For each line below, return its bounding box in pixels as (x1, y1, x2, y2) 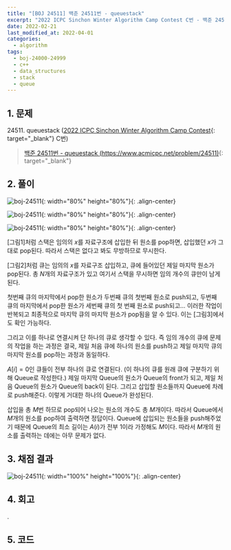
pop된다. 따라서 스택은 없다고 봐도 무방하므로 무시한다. (19, 246, 167, 254)
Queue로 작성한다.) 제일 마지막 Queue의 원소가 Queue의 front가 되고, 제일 (14, 373, 217, 382)
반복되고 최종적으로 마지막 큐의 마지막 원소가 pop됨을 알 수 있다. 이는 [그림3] (7, 310, 213, 318)
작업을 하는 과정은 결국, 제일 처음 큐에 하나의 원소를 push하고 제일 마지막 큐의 (14, 342, 222, 350)
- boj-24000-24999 (13, 55, 67, 62)
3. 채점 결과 (7, 453, 54, 465)
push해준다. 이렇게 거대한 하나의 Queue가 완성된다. (14, 390, 153, 399)
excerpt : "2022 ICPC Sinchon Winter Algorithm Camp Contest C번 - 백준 (7, 16, 212, 23)
